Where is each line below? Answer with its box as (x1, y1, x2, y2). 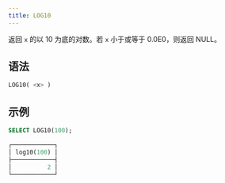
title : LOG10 (8, 11, 51, 20)
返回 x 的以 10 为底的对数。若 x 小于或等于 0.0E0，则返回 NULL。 (8, 34, 222, 44)
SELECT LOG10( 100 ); (8, 127, 73, 135)
